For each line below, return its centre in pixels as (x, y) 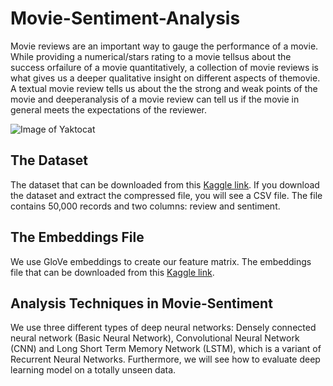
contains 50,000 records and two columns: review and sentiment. (145, 206)
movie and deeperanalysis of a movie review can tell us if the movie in (155, 99)
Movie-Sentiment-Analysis (125, 18)
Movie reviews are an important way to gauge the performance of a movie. (164, 46)
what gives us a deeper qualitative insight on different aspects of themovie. (165, 78)
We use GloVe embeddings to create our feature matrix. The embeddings (161, 261)
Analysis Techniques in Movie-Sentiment (141, 303)
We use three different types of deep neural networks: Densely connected (163, 328)
